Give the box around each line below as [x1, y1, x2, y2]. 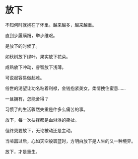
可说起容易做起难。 [5, 75, 45, 80]
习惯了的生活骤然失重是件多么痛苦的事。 [5, 106, 88, 112]
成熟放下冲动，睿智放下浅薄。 [5, 64, 66, 70]
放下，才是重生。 [5, 149, 40, 155]
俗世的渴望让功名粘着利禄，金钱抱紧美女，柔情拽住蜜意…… [5, 85, 126, 91]
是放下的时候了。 [5, 43, 40, 49]
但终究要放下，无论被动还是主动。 [5, 127, 75, 133]
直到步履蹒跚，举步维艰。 [5, 32, 58, 38]
